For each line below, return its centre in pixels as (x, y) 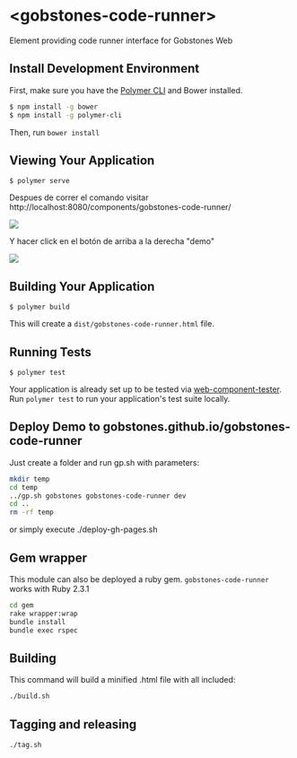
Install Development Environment (105, 69)
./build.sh (30, 696)
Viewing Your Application (82, 160)
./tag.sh (26, 745)
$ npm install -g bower (54, 107)
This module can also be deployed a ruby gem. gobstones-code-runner (139, 579)
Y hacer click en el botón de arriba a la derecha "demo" (112, 241)
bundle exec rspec (44, 630)
